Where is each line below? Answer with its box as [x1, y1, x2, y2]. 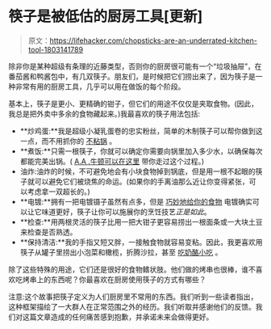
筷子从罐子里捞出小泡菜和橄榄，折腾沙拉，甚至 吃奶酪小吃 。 [19, 247, 223, 257]
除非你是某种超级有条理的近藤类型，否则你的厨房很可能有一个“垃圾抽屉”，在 [8, 61, 262, 71]
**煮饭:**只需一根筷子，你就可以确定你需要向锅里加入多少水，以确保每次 [19, 146, 263, 156]
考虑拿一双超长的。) [27, 187, 90, 196]
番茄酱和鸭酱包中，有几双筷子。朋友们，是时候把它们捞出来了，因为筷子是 [8, 71, 256, 81]
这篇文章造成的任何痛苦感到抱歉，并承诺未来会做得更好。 [22, 312, 214, 322]
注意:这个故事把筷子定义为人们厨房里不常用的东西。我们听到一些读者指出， [8, 292, 258, 302]
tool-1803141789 [27, 44, 83, 54]
